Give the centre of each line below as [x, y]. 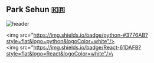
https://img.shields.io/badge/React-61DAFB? [87, 47]
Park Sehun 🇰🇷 [36, 10]
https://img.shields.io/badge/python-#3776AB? [91, 35]
